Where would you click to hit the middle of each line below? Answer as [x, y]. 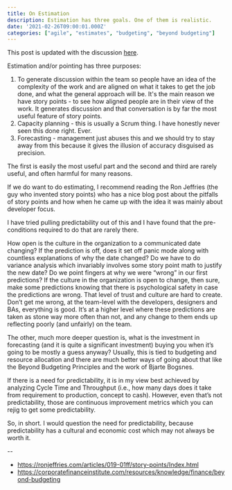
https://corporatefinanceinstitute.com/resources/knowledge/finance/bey [121, 472]
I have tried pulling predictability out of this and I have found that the [105, 223]
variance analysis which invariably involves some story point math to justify [115, 265]
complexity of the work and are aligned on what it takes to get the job [116, 87]
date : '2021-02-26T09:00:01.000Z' [57, 26]
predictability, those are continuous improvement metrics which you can [110, 403]
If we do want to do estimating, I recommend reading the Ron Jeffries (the [113, 187]
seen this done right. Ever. [54, 131]
